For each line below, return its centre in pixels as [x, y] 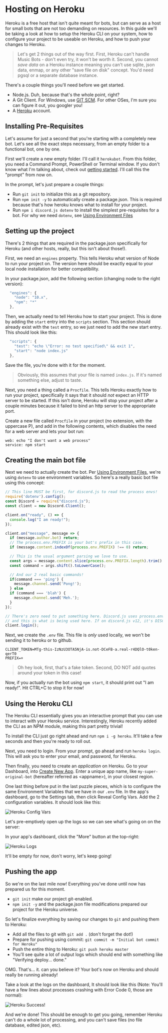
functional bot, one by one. [33, 149]
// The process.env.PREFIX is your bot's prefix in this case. [77, 543]
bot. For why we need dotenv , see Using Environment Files [73, 215]
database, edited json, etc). [33, 1025]
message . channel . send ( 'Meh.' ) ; [47, 598]
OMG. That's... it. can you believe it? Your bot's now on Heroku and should [82, 969]
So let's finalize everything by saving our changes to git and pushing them [82, 919]
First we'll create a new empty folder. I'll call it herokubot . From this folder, [81, 159]
